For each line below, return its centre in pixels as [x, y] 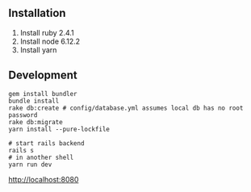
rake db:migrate [36, 122]
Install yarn [38, 50]
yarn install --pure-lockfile [59, 129]
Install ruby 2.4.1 [47, 32]
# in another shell [41, 157]
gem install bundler [43, 94]
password [23, 115]
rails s [21, 150]
